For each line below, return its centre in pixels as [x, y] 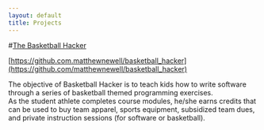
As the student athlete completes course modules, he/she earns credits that [132, 101]
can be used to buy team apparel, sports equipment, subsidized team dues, [132, 109]
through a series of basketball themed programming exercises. [111, 92]
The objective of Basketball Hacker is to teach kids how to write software [128, 84]
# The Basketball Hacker [48, 45]
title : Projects [35, 23]
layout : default [35, 15]
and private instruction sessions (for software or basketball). [107, 117]
